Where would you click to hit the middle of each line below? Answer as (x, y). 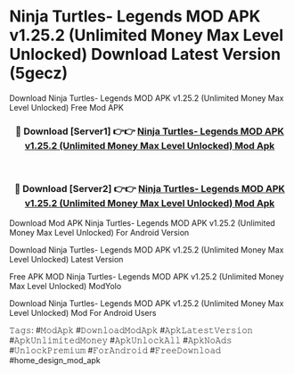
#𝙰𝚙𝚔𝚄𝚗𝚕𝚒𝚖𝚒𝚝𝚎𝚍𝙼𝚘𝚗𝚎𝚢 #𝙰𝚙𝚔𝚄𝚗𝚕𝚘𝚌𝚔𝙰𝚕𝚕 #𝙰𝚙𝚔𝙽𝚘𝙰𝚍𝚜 (121, 340)
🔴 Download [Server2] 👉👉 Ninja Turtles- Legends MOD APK (150, 189)
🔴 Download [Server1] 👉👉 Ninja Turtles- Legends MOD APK (150, 131)
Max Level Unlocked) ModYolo (65, 286)
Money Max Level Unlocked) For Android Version (99, 232)
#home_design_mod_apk (55, 360)
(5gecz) (39, 74)
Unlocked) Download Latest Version (145, 54)
